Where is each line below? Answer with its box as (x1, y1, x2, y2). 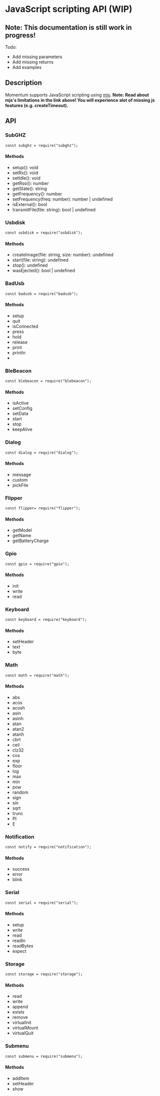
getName (12, 533, 31, 539)
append (12, 1004, 28, 1010)
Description (5, 78, 42, 87)
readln (12, 937, 26, 944)
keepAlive (12, 426, 33, 432)
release (12, 339, 28, 345)
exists (12, 1009, 25, 1015)
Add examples (12, 65, 42, 70)
